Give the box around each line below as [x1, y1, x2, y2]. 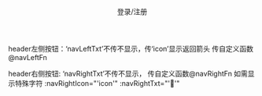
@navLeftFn [8, 53, 47, 62]
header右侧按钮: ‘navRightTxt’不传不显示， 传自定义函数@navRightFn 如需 [8, 69, 248, 78]
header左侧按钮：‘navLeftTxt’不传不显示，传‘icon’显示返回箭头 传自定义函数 [8, 44, 254, 53]
